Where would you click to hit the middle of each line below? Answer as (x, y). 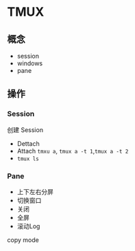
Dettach (28, 143)
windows (30, 63)
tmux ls (28, 159)
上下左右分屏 (35, 192)
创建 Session (25, 130)
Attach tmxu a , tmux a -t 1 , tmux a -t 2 (73, 151)
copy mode (23, 240)
